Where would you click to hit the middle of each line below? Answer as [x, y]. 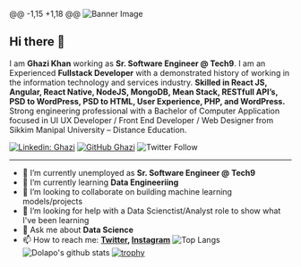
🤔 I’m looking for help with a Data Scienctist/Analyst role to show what [151, 211]
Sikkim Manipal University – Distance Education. [98, 129]
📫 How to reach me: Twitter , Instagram [96, 239]
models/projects [52, 201]
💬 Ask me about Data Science [78, 229]
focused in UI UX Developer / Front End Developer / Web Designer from [142, 120]
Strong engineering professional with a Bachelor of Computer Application [145, 111]
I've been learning [56, 220]
